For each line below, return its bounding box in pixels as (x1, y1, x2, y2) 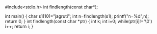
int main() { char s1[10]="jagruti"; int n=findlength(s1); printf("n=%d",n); (5, 13, 149, 19)
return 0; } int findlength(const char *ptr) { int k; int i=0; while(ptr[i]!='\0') (5, 19, 153, 24)
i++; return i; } (5, 23, 33, 29)
